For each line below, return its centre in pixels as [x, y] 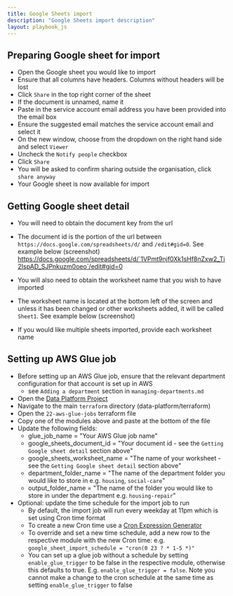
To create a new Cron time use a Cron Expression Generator [115, 525]
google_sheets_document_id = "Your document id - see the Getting [126, 443]
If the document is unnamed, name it [71, 102]
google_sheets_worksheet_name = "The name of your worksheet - [124, 458]
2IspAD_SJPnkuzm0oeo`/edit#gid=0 [70, 266]
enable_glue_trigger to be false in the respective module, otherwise [127, 562]
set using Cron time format [67, 517]
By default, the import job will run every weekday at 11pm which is [123, 510]
